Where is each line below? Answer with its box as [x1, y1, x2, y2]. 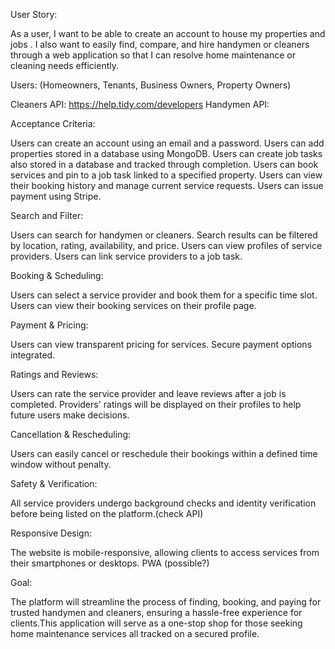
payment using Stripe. [10, 190, 102, 202]
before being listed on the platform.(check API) [10, 508, 204, 519]
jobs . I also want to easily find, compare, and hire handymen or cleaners [10, 39, 310, 50]
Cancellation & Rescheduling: [10, 429, 132, 440]
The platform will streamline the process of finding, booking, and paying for [10, 596, 322, 608]
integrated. [10, 349, 56, 361]
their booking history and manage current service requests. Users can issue [10, 180, 324, 191]
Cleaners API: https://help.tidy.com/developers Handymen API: [10, 99, 270, 110]
